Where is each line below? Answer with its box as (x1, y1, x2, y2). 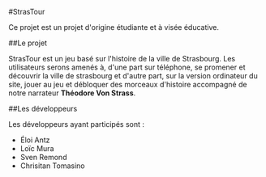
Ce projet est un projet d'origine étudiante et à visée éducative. (8, 23, 219, 32)
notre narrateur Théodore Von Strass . (8, 88, 136, 98)
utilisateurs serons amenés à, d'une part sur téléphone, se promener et (8, 62, 246, 72)
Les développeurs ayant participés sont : (8, 120, 144, 129)
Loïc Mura (19, 144, 54, 153)
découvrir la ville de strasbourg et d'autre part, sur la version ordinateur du (8, 71, 258, 80)
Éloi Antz (19, 135, 50, 145)
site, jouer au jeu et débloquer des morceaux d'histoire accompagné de (8, 80, 247, 89)
